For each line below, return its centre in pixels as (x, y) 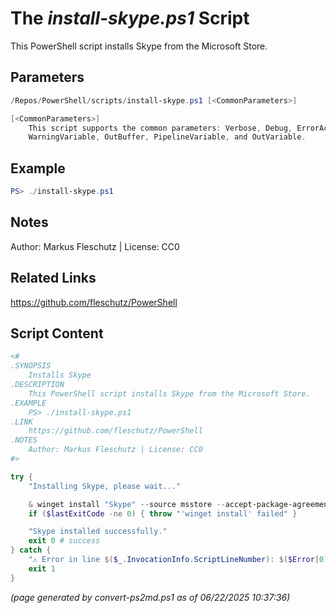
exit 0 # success (64, 541)
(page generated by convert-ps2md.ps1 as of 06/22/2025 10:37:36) (150, 597)
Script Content (57, 333)
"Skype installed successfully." (98, 532)
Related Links (53, 278)
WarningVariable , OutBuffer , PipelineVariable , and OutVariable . (167, 137)
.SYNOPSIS (31, 366)
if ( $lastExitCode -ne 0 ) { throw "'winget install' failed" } (163, 513)
